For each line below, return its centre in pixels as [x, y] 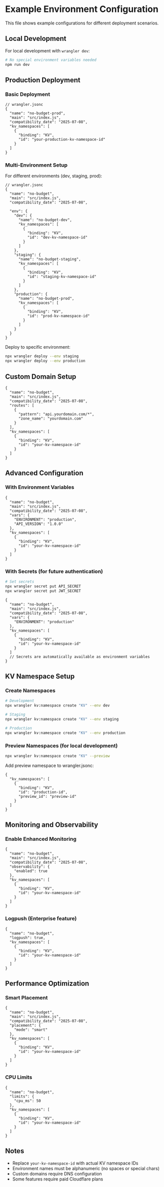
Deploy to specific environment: [38, 347]
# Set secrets [20, 582]
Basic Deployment [28, 94]
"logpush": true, [28, 938]
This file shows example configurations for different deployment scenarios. [82, 23]
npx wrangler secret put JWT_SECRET [43, 591]
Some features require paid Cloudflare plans [58, 1179]
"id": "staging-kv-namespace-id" [62, 277]
